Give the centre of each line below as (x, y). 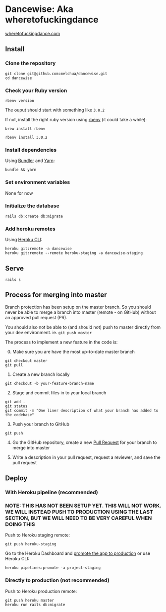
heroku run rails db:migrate (35, 605)
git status (16, 406)
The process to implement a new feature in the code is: (61, 342)
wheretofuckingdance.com (33, 33)
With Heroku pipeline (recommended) (52, 492)
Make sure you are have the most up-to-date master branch (74, 351)
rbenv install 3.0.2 (27, 137)
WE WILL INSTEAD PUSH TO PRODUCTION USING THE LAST (79, 512)
